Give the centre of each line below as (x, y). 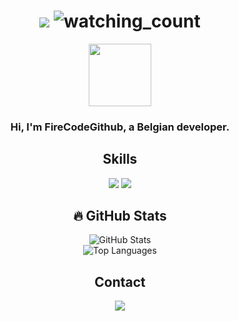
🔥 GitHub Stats (120, 216)
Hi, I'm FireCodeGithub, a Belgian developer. (120, 127)
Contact (120, 281)
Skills (120, 159)
